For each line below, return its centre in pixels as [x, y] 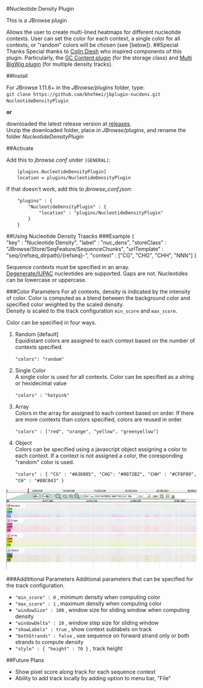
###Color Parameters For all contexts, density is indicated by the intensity [98, 291]
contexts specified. [39, 347]
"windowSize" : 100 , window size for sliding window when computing [102, 610]
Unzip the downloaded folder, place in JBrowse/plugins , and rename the [96, 130]
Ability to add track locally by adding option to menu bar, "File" [93, 678]
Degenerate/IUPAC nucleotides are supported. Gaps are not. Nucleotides [97, 273]
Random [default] [37, 334]
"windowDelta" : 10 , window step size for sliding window [87, 623]
